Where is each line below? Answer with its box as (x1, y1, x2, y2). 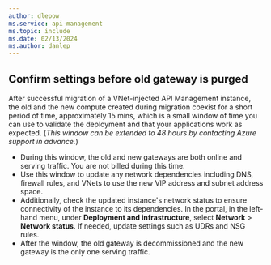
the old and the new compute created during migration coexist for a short (8, 102, 253, 112)
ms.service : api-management (8, 19, 104, 28)
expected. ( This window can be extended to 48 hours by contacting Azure (8, 127, 257, 138)
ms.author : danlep (8, 42, 70, 50)
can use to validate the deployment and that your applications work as (8, 119, 243, 129)
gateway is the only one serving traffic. (19, 246, 150, 256)
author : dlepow (8, 11, 60, 20)
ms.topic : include (8, 27, 70, 35)
